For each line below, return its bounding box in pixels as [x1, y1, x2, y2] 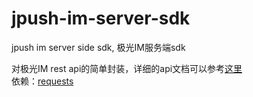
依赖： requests [11, 75, 74, 87]
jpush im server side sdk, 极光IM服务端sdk [11, 41, 186, 53]
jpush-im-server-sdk [11, 7, 191, 30]
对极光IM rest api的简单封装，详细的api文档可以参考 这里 [11, 62, 243, 74]
